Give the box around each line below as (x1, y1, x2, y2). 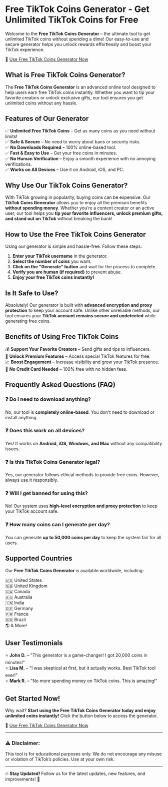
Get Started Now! (5, 694, 60, 703)
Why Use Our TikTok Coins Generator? (5, 181, 128, 189)
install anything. (5, 414, 38, 420)
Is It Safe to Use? (5, 289, 58, 297)
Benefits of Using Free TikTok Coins (5, 332, 119, 341)
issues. (5, 446, 20, 452)
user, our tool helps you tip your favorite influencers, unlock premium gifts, (5, 210, 163, 216)
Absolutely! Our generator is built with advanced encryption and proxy (5, 302, 152, 308)
